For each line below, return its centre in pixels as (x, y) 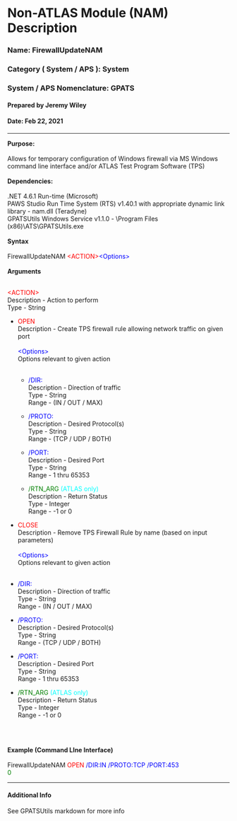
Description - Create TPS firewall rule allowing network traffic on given (120, 328)
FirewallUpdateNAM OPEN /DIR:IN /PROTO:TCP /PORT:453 (93, 764)
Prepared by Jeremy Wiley (47, 105)
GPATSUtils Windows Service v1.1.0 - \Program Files (83, 219)
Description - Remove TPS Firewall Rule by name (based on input (113, 532)
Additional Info (29, 795)
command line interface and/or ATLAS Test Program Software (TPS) (106, 166)
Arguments (24, 271)
